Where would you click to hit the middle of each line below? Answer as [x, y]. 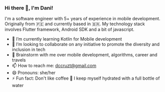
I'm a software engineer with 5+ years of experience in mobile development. [82, 19]
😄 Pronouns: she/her [33, 73]
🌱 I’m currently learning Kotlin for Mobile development [67, 39]
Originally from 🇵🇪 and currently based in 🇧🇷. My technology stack [75, 24]
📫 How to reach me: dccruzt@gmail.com [54, 66]
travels [19, 60]
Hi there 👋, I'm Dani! [29, 8]
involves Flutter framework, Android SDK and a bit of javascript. [70, 30]
